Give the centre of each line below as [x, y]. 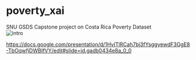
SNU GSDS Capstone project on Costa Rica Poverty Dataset [79, 27]
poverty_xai [35, 11]
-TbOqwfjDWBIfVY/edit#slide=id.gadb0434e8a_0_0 [69, 50]
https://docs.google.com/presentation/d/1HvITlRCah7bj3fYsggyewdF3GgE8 [98, 44]
